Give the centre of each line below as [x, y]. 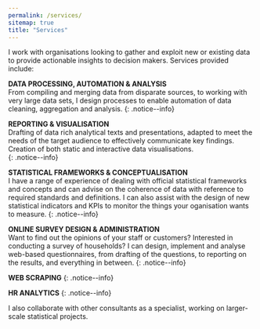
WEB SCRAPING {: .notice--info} [61, 278]
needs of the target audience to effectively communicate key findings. [121, 141]
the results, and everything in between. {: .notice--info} [97, 262]
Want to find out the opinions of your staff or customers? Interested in [121, 238]
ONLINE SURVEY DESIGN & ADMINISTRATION [84, 230]
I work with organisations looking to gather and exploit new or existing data [129, 52]
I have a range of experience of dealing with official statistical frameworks [128, 181]
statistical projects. [58, 316]
